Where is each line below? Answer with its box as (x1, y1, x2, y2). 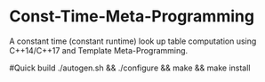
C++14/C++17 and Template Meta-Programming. (9, 45, 189, 55)
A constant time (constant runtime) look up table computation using (9, 36, 257, 46)
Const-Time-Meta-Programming (9, 6, 255, 27)
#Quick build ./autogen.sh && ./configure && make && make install (9, 62, 251, 73)
